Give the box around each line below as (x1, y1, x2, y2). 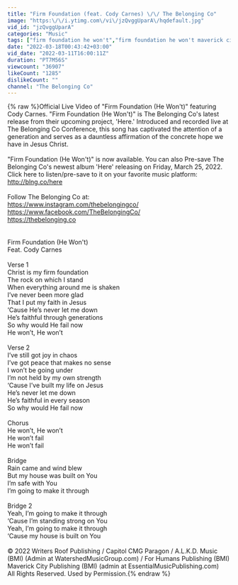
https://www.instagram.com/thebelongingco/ (7, 200, 140, 209)
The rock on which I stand (7, 276, 84, 284)
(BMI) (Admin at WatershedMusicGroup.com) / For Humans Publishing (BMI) (7, 555, 230, 563)
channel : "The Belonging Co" (7, 83, 93, 90)
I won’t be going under (7, 366, 74, 374)
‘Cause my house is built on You (7, 532, 101, 540)
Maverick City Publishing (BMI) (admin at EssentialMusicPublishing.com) (7, 562, 220, 571)
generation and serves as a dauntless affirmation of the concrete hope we (7, 133, 224, 141)
